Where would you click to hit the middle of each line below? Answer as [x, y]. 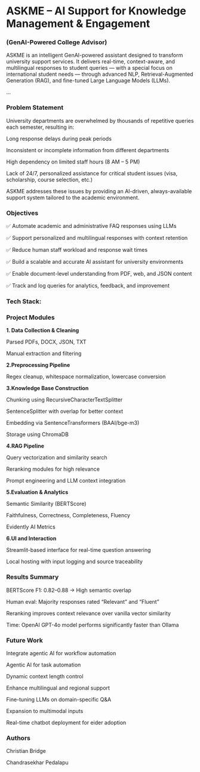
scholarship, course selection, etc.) [50, 180]
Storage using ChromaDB [37, 434]
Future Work [24, 640]
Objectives [22, 213]
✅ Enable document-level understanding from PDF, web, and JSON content [99, 274]
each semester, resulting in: [40, 127]
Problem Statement [35, 107]
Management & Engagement [78, 24]
